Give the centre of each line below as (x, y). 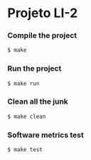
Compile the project (42, 36)
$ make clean (27, 116)
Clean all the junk (38, 101)
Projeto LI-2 (43, 13)
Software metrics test (45, 135)
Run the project (34, 69)
